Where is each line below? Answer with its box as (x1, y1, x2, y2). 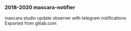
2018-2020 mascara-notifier (4, 4, 75, 11)
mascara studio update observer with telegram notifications (4, 15, 127, 21)
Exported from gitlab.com (4, 20, 57, 26)
